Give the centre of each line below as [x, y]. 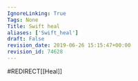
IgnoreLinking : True [37, 13]
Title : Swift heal [33, 26]
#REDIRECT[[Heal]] [35, 71]
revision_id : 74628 [35, 52]
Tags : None [23, 20]
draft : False [26, 39]
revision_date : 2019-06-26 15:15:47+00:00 [69, 45]
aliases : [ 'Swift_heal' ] [43, 33]
